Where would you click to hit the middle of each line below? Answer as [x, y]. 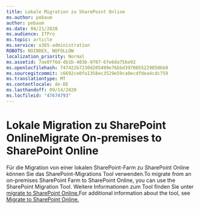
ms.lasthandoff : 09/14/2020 [42, 90]
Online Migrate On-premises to [84, 138]
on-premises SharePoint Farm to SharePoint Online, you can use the [91, 180]
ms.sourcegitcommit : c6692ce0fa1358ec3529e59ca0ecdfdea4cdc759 [87, 73]
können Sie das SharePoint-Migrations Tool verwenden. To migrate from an [99, 174]
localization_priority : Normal [45, 56]
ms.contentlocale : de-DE [37, 85]
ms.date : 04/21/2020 [32, 29]
